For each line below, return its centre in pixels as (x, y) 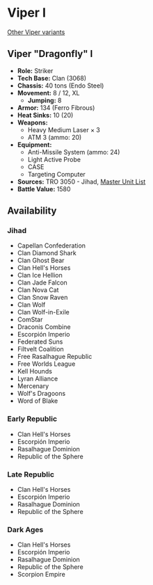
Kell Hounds (34, 371)
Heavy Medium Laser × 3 (64, 129)
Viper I (27, 13)
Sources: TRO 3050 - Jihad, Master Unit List (81, 182)
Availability (32, 211)
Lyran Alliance (38, 379)
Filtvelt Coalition (40, 349)
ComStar (30, 320)
